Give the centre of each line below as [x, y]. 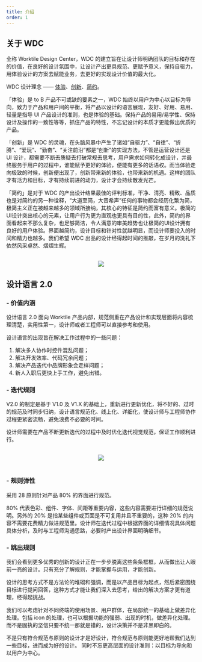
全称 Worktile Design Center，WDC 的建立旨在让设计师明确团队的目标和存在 [101, 59]
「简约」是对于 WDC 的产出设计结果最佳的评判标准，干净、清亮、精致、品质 [101, 193]
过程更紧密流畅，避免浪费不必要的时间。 [56, 419]
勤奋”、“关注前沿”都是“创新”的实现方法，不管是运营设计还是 [116, 150]
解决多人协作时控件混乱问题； [52, 350]
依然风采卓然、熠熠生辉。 [38, 246]
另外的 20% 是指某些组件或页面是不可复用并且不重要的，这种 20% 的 [102, 515]
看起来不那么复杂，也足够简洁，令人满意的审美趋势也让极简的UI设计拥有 [101, 223]
